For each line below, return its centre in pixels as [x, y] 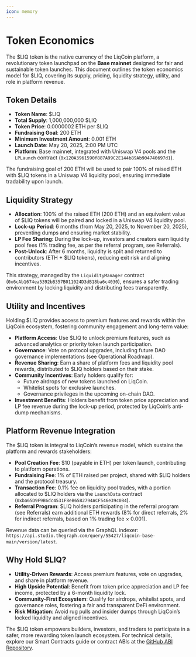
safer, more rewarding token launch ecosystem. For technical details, [89, 635]
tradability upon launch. [35, 182]
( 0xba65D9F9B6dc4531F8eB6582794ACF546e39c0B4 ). [72, 500]
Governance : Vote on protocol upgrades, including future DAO [90, 350]
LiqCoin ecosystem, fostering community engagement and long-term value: [97, 326]
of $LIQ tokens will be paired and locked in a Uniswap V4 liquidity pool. [100, 220]
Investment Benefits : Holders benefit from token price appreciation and [102, 400]
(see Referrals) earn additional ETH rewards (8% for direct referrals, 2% [101, 512]
